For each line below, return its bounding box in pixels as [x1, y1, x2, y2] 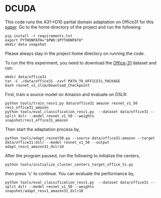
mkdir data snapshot [5, 42, 47, 47]
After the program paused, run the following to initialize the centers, [5, 152, 141, 158]
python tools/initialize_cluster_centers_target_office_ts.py [5, 162, 133, 167]
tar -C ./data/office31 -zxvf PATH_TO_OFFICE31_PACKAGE [5, 79, 120, 83]
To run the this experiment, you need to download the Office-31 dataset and [5, 60, 157, 66]
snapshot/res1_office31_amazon [5, 117, 68, 123]
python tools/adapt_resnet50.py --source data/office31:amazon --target [5, 135, 155, 141]
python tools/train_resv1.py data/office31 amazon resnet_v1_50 [5, 100, 138, 106]
